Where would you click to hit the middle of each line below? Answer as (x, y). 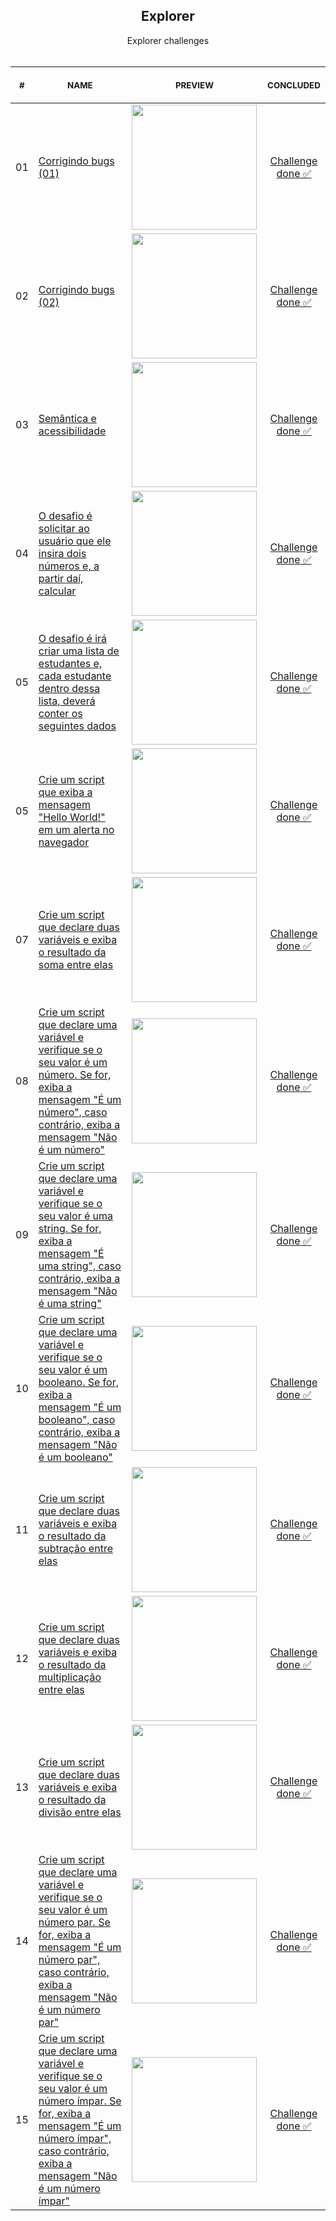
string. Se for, (70, 1228)
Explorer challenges (168, 40)
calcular (57, 591)
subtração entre (75, 1548)
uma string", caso (80, 1266)
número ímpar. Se (80, 2101)
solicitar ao (64, 528)
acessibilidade (72, 431)
